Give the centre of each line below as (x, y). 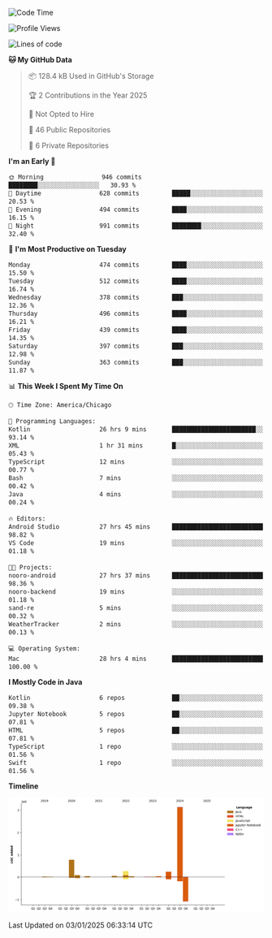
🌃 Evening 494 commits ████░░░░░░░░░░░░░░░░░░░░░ (136, 210)
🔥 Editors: (27, 519)
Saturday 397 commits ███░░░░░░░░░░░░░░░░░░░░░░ (136, 346)
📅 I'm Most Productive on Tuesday (68, 249)
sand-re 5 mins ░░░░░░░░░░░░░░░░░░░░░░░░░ (136, 608)
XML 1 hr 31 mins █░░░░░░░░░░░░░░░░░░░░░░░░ (136, 446)
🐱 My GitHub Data (41, 60)
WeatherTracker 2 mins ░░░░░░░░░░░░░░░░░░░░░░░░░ (136, 625)
